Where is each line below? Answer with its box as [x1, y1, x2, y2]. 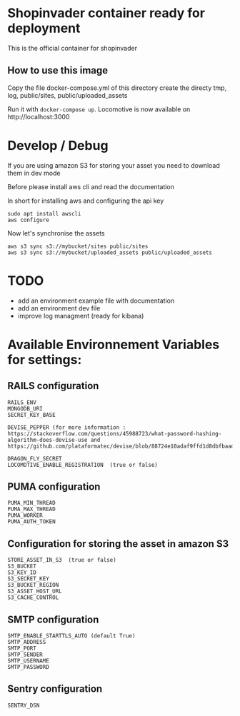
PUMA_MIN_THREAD [7, 500, 56, 507]
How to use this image [7, 64, 109, 76]
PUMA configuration [7, 480, 101, 493]
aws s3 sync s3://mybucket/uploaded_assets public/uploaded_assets [7, 248, 213, 256]
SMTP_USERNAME [7, 657, 50, 665]
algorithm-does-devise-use [7, 436, 88, 443]
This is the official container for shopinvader [7, 44, 138, 52]
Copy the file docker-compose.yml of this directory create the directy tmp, [7, 84, 227, 92]
